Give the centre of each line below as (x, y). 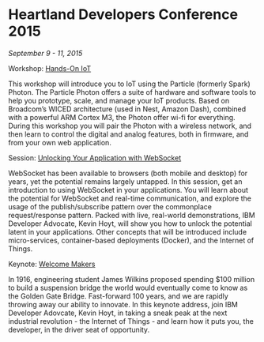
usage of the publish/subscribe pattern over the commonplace (110, 206)
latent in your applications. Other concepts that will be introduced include (128, 231)
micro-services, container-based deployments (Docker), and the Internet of (131, 240)
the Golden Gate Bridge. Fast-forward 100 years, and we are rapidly (119, 296)
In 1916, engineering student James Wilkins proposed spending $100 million (132, 279)
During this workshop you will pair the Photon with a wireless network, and (130, 126)
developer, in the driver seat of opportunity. (79, 329)
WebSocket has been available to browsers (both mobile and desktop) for (128, 173)
